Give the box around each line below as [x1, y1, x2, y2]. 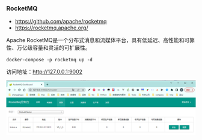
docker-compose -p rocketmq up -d [6, 57, 93, 63]
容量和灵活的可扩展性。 [32, 44, 91, 52]
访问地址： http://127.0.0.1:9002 [6, 68, 83, 76]
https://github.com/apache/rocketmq [14, 18, 107, 25]
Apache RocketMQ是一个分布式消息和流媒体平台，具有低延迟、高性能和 [6, 37, 185, 44]
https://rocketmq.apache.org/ [14, 24, 88, 31]
